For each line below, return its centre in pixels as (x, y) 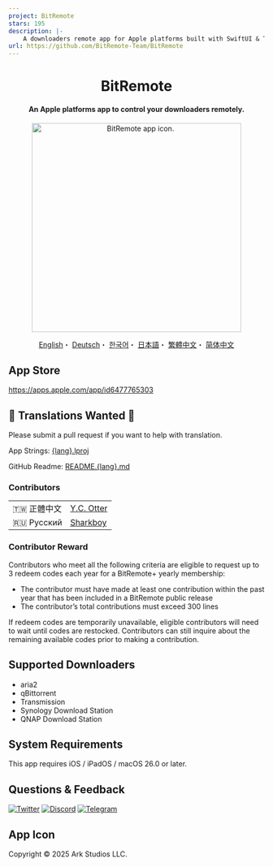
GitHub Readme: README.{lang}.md (69, 467)
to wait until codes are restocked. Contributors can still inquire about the (129, 631)
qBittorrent (38, 693)
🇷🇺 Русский (37, 523)
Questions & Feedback (67, 789)
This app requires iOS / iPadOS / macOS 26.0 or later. (98, 764)
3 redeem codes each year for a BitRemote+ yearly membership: (117, 573)
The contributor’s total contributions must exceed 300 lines (119, 606)
